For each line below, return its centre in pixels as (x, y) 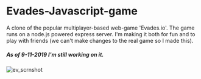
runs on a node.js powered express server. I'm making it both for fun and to (101, 34)
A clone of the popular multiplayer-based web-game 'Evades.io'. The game (100, 28)
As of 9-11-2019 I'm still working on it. (55, 54)
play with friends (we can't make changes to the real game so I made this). (100, 40)
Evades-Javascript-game (72, 11)
